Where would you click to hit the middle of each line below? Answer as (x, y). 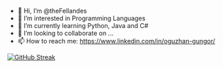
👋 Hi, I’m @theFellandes (52, 11)
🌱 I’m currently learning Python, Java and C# (83, 26)
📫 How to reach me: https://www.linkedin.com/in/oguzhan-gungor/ (116, 41)
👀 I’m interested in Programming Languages (81, 18)
